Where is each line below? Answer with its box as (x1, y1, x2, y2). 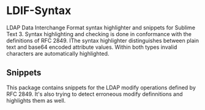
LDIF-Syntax (6, 4, 72, 18)
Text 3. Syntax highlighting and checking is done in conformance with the (6, 30, 192, 37)
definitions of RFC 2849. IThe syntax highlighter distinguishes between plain (6, 37, 199, 44)
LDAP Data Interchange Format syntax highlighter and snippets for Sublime (6, 24, 196, 31)
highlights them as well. (6, 97, 66, 104)
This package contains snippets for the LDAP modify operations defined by (6, 84, 196, 91)
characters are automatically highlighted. (6, 50, 110, 57)
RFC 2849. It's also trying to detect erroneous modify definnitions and (6, 90, 183, 98)
